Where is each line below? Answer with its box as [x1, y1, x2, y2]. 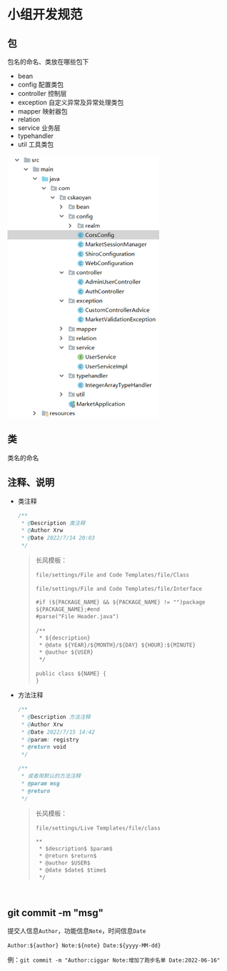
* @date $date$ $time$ [39, 866, 107, 874]
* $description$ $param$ [39, 845, 113, 852]
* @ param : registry [21, 736, 79, 743]
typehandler [17, 131, 54, 140]
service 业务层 [17, 124, 61, 132]
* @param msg [21, 780, 60, 787]
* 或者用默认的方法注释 [21, 772, 81, 780]
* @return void [21, 744, 66, 751]
